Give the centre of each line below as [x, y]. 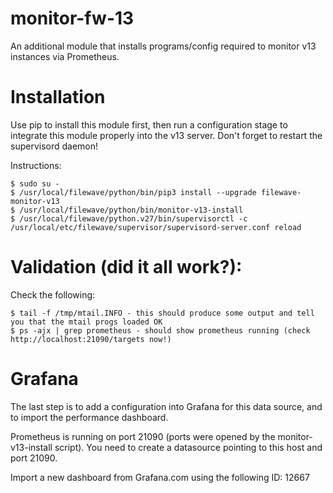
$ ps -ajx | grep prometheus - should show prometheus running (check [160, 330]
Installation [58, 97]
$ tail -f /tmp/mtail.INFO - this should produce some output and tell [162, 313]
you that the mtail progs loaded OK [86, 322]
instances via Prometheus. [65, 56]
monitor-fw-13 [72, 18]
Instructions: [36, 165]
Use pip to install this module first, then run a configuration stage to [149, 124]
